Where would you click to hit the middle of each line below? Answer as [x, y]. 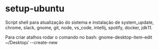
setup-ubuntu [35, 9]
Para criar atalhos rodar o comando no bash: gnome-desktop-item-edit [79, 37]
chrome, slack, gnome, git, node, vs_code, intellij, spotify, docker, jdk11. [79, 27]
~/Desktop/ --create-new [31, 42]
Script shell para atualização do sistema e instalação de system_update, [79, 22]
